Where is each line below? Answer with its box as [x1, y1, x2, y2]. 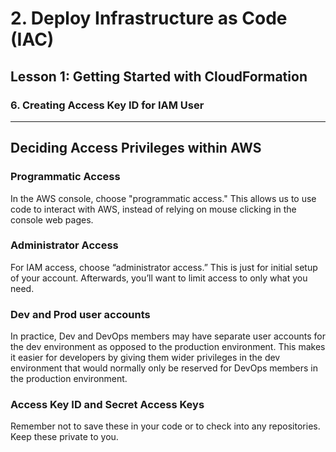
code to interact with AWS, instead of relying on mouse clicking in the [10, 203, 297, 215]
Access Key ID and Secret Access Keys [10, 398, 205, 412]
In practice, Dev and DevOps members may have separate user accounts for [10, 330, 326, 342]
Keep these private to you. [10, 431, 119, 443]
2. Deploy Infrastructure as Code [10, 7, 288, 30]
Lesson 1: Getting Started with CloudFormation [10, 68, 308, 85]
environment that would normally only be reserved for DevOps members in [10, 362, 318, 374]
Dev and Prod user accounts [10, 307, 151, 321]
